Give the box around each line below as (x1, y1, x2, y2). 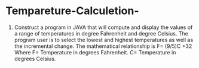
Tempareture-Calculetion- (5, 4, 139, 18)
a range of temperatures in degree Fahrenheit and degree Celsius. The (14, 30, 189, 37)
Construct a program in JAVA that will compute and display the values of (14, 24, 193, 31)
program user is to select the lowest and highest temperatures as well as (14, 36, 194, 43)
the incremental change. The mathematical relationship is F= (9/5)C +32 (14, 43, 192, 50)
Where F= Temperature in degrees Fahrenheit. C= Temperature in (14, 48, 176, 56)
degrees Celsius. (14, 55, 56, 62)
